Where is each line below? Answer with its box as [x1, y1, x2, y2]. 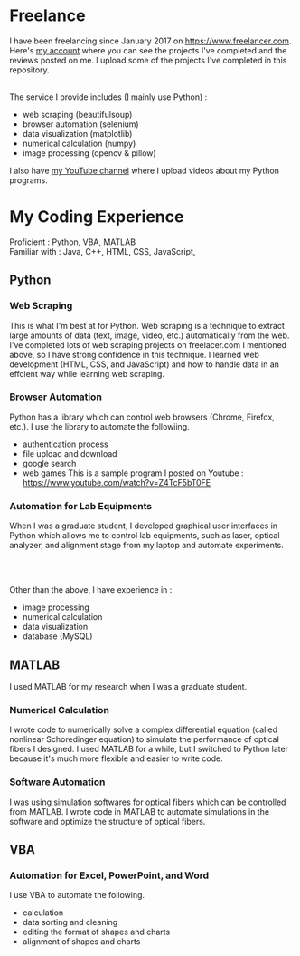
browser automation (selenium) [22, 119, 139, 130]
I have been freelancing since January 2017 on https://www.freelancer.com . [9, 35, 292, 46]
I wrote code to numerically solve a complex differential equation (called [9, 724, 278, 735]
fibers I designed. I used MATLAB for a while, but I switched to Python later [9, 744, 289, 755]
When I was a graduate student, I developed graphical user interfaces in [9, 520, 278, 531]
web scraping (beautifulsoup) [22, 109, 133, 120]
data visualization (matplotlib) [22, 128, 133, 139]
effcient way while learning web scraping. [9, 368, 165, 379]
